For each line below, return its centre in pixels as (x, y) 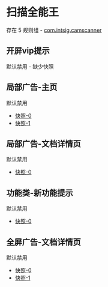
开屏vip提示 (28, 51)
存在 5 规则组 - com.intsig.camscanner (54, 30)
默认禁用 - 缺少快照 (30, 66)
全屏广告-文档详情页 (43, 242)
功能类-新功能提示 (40, 193)
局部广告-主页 (32, 87)
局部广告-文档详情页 (43, 144)
